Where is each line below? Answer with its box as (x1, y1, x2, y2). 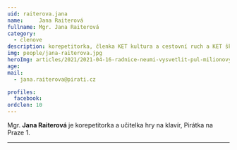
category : (7, 30, 37, 37)
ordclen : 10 (7, 101, 42, 109)
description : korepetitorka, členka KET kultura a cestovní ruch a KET (7, 43, 222, 50)
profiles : (7, 89, 37, 96)
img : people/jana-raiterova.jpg (7, 50, 102, 57)
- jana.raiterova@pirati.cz (13, 75, 97, 83)
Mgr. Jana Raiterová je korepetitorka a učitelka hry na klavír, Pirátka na (7, 121, 214, 129)
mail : (7, 69, 23, 76)
